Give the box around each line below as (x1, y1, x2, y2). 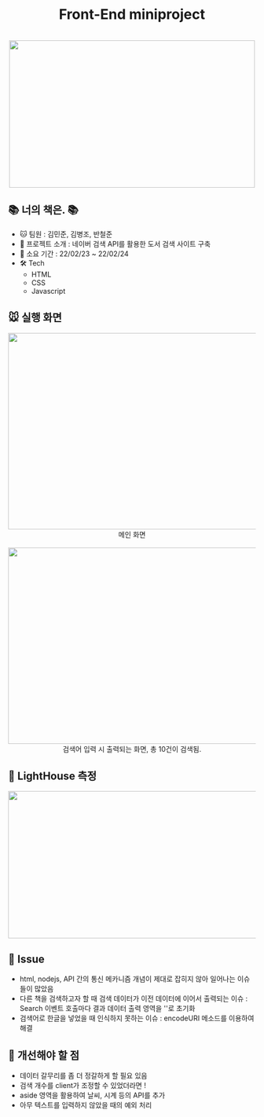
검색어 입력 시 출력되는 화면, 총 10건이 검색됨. (62, 744, 202, 753)
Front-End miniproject (58, 5, 206, 24)
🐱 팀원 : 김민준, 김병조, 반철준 (19, 229, 112, 239)
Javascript (31, 286, 66, 295)
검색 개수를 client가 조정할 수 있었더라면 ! (19, 1081, 147, 1090)
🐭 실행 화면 (8, 311, 63, 324)
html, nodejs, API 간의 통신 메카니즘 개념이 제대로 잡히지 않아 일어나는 (19, 974, 236, 983)
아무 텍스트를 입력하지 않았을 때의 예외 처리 (19, 1101, 152, 1109)
